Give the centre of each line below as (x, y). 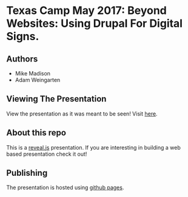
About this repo (36, 133)
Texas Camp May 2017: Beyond (86, 11)
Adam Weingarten (38, 80)
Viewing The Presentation (56, 99)
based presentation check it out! (47, 154)
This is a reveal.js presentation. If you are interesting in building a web (93, 147)
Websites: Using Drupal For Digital (95, 23)
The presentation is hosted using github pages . (65, 188)
